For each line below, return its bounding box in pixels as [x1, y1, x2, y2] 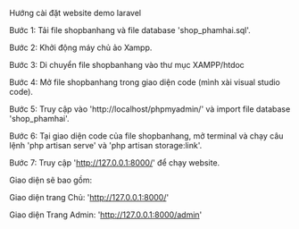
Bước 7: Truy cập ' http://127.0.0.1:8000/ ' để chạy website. [9, 157, 220, 168]
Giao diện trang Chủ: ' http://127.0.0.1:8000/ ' [9, 192, 170, 202]
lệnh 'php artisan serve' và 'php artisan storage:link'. [9, 140, 203, 150]
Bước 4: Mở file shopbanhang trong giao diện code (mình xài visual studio [9, 77, 281, 88]
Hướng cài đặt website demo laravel [9, 8, 141, 18]
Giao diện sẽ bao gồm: [9, 174, 93, 185]
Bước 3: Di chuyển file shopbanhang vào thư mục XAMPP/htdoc [9, 60, 245, 70]
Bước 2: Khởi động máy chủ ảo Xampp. [9, 42, 153, 53]
